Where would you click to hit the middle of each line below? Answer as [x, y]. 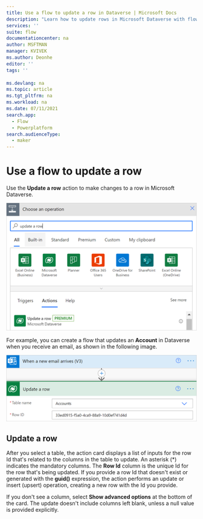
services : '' [23, 25]
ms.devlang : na [25, 83]
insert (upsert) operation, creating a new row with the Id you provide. [92, 485]
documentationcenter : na [37, 38]
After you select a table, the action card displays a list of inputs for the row [99, 453]
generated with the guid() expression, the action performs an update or [95, 479]
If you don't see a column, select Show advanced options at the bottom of [99, 497]
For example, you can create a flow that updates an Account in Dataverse [98, 340]
